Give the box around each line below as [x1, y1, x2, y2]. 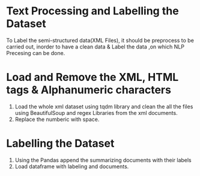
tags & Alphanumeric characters [6, 83, 171, 97]
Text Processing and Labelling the [6, 4, 179, 18]
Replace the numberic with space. [14, 116, 100, 123]
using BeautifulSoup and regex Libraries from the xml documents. [14, 109, 178, 116]
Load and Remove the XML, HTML [6, 71, 179, 84]
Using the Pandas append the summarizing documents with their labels [14, 156, 192, 163]
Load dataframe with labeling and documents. [14, 163, 129, 170]
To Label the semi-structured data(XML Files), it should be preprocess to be [6, 37, 194, 44]
